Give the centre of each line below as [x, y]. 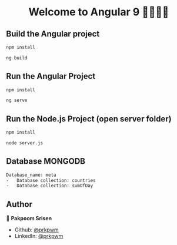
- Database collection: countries [51, 180]
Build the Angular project [53, 34]
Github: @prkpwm [36, 230]
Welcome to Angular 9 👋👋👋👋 [99, 12]
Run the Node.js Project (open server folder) [89, 119]
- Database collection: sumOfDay [50, 186]
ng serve [17, 100]
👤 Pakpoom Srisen [29, 218]
